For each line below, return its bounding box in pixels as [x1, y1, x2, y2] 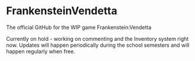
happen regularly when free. [6, 47, 76, 54]
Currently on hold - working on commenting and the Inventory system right [6, 35, 189, 42]
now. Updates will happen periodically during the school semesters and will [6, 41, 190, 49]
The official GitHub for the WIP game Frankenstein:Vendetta [6, 24, 152, 31]
